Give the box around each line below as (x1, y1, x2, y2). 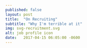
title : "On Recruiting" (5, 16, 58, 21)
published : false (5, 7, 42, 12)
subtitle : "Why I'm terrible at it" (5, 21, 82, 26)
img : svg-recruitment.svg (5, 26, 60, 31)
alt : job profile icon (5, 30, 53, 35)
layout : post (5, 12, 33, 17)
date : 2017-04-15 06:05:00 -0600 (5, 35, 80, 40)
